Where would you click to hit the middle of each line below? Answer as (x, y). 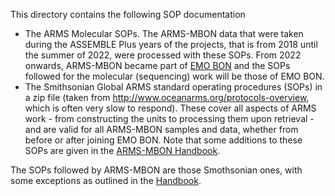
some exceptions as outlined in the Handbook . (106, 180)
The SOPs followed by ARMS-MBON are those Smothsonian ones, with (156, 170)
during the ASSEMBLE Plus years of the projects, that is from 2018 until (171, 44)
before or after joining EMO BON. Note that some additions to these (163, 140)
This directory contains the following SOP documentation (128, 14)
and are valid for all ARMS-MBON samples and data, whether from (161, 129)
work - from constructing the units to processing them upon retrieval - (169, 118)
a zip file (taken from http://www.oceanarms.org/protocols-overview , (167, 97)
